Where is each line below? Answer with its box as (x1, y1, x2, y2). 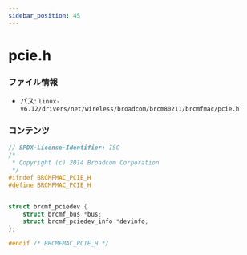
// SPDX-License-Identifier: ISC (8, 144, 120, 152)
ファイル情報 (8, 76, 59, 87)
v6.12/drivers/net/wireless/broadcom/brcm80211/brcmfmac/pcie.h (19, 105, 240, 113)
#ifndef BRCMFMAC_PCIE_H (8, 173, 91, 181)
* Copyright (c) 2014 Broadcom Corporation (11, 159, 160, 167)
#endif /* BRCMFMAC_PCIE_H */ (8, 240, 110, 248)
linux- (38, 98, 60, 106)
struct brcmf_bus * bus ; (22, 210, 103, 218)
